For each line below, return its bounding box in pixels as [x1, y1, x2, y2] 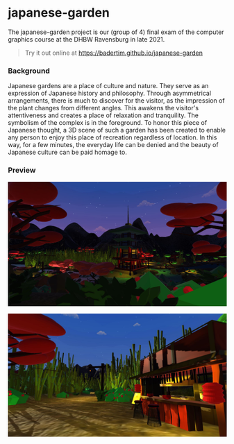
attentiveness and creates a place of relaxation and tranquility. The [8, 111, 199, 119]
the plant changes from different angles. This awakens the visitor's [8, 104, 199, 112]
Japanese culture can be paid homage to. [8, 148, 127, 157]
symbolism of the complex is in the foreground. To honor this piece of [8, 119, 208, 127]
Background [8, 66, 51, 76]
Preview [8, 165, 36, 175]
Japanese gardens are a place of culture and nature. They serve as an [8, 82, 209, 90]
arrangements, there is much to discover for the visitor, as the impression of [8, 96, 225, 105]
